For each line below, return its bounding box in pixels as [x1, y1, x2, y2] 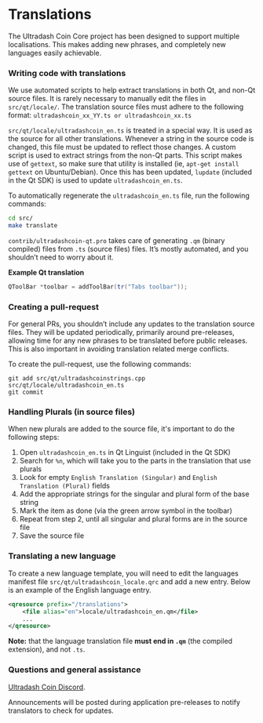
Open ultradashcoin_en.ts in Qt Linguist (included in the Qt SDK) [19, 448, 232, 457]
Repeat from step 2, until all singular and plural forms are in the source [19, 514, 248, 524]
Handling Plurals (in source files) [8, 406, 136, 417]
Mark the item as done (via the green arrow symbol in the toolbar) [19, 506, 233, 515]
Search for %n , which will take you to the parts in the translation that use [19, 456, 251, 466]
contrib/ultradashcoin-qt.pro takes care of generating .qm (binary [8, 235, 225, 245]
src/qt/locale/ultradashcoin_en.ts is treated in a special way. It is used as [8, 125, 253, 135]
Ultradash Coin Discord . [8, 682, 86, 692]
